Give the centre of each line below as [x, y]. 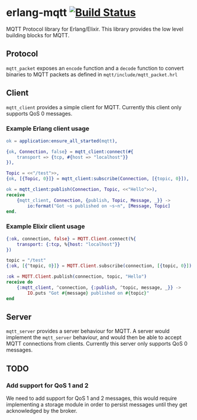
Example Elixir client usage [46, 226]
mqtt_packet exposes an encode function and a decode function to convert [95, 68]
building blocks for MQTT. [38, 35]
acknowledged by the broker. [42, 411]
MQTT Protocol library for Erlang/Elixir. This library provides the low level [95, 29]
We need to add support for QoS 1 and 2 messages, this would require [92, 398]
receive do [20, 282]
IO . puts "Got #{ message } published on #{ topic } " [88, 293]
